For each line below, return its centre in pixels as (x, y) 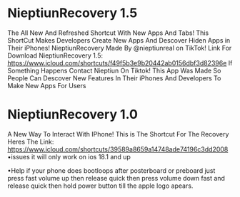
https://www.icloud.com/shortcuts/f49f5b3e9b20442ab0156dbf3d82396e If (120, 63)
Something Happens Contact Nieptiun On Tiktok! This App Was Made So (114, 70)
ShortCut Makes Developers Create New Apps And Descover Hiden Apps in (119, 40)
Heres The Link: (31, 142)
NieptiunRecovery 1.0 (72, 115)
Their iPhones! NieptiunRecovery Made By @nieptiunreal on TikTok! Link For (120, 48)
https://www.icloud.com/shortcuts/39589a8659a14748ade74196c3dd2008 (118, 149)
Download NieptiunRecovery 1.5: (55, 55)
